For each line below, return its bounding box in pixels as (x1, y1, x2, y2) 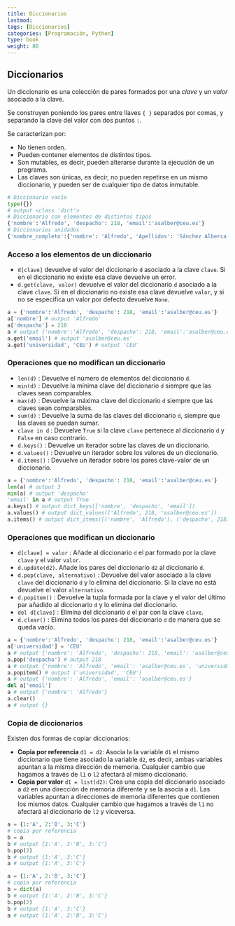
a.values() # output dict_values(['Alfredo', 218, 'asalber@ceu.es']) (7, 510, 218, 517)
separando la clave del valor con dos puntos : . (7, 116, 142, 124)
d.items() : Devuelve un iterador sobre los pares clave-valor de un (17, 456, 210, 464)
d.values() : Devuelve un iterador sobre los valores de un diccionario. (17, 448, 219, 456)
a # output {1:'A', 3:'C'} (7, 860, 86, 867)
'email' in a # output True (7, 496, 90, 503)
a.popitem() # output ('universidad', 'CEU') (7, 669, 142, 676)
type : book (7, 36, 39, 43)
